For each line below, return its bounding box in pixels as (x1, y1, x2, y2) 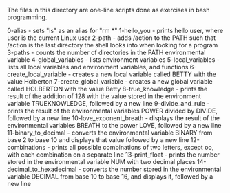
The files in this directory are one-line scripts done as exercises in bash (7, 6, 210, 14)
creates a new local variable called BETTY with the (72, 70, 217, 78)
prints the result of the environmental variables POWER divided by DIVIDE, (7, 106, 218, 115)
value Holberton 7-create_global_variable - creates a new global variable (7, 78, 213, 85)
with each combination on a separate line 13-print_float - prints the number (7, 150, 220, 159)
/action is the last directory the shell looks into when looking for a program (7, 41, 218, 49)
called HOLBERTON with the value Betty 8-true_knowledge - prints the (7, 85, 208, 93)
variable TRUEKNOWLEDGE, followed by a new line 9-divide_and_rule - (7, 100, 210, 107)
